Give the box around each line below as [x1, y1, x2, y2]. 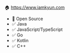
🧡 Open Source [11, 16, 43, 22]
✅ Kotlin [11, 38, 29, 43]
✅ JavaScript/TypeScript [11, 26, 63, 32]
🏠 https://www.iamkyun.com [4, 4, 65, 10]
